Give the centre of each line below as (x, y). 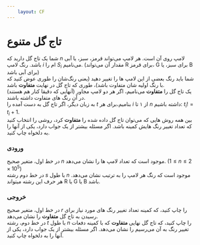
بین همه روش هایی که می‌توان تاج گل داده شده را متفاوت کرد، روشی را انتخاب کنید (100, 119)
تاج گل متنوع (34, 41)
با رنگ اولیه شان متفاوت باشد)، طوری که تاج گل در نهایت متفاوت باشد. (86, 85)
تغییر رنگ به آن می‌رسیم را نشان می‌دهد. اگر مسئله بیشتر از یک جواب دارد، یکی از (98, 229)
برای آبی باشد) (23, 72)
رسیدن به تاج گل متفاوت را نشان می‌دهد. (53, 216)
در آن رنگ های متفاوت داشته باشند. (46, 98)
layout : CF (31, 12)
